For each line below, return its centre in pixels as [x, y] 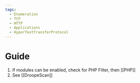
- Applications [25, 28]
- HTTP [16, 23]
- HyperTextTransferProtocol [39, 32]
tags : [10, 10]
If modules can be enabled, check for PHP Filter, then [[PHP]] [74, 70]
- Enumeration [24, 14]
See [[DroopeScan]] [32, 75]
